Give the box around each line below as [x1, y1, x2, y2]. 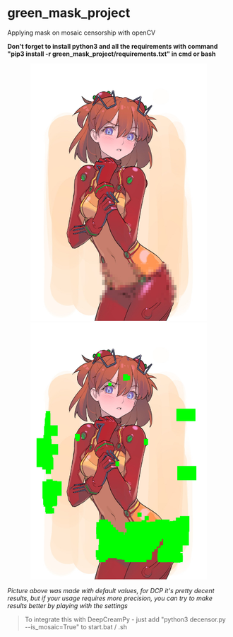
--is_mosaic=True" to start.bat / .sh [24, 622, 127, 631]
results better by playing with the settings [7, 601, 129, 609]
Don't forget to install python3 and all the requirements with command [7, 42, 218, 50]
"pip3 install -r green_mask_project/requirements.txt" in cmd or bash [7, 49, 217, 58]
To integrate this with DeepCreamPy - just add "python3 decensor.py [24, 615, 226, 624]
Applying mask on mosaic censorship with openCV [7, 28, 156, 37]
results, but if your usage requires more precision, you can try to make [7, 594, 213, 602]
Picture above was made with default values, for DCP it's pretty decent [7, 586, 215, 595]
